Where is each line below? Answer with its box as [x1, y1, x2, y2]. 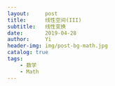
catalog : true [7, 49, 49, 56]
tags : [7, 55, 23, 62]
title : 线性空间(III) [7, 17, 82, 24]
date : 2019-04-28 [7, 29, 77, 37]
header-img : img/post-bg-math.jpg [7, 42, 109, 49]
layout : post [7, 10, 58, 17]
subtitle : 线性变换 [7, 23, 67, 30]
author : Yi [7, 36, 52, 43]
